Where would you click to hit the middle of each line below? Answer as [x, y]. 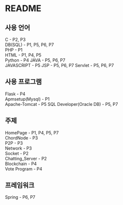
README [23, 9]
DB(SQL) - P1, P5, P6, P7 [30, 45]
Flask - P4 [15, 94]
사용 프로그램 [23, 82]
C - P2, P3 [15, 40]
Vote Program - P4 [24, 169]
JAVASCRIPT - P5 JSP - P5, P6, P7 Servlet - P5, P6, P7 [60, 65]
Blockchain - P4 [21, 164]
